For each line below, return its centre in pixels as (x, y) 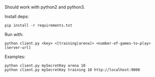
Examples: (15, 57)
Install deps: (17, 16)
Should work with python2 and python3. (45, 7)
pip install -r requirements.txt (39, 25)
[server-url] (18, 48)
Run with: (14, 34)
